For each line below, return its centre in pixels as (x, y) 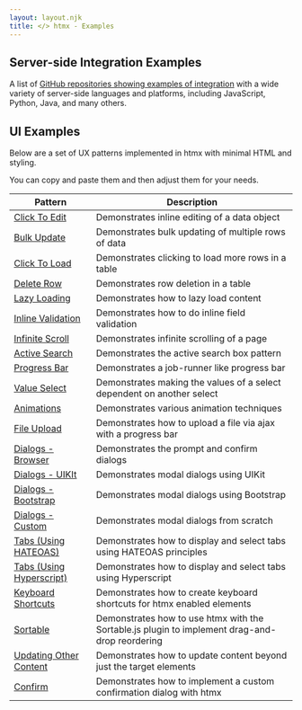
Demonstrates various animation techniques (189, 408)
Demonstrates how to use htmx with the (180, 618)
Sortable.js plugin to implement (161, 630)
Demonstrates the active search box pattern (188, 353)
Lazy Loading (42, 298)
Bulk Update (40, 237)
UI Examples (45, 131)
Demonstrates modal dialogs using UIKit (180, 475)
